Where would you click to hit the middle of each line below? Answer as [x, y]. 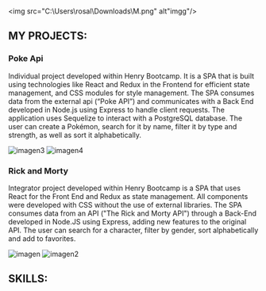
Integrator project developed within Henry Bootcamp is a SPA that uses [124, 188]
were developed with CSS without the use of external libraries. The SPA [125, 205]
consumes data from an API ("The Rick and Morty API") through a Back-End [132, 213]
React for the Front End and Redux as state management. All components [128, 196]
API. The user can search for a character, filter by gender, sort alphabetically [133, 230]
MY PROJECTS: [48, 36]
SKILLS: [28, 279]
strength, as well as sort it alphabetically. [75, 135]
